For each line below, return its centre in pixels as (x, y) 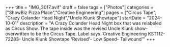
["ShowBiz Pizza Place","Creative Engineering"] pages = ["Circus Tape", (81, 12)
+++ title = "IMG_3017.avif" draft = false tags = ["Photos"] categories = (79, 7)
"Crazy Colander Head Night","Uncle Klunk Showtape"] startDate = (76, 18)
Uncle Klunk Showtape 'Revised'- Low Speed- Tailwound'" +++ (89, 39)
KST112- (157, 34)
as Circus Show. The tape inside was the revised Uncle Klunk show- (77, 28)
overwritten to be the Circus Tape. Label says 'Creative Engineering (76, 34)
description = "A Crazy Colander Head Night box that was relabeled (91, 23)
